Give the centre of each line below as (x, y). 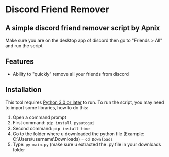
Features (20, 62)
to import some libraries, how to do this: (47, 107)
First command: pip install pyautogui (54, 122)
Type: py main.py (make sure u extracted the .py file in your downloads (87, 144)
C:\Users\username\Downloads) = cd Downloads (62, 139)
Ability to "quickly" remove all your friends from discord (71, 74)
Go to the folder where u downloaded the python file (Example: (78, 134)
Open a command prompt (40, 117)
